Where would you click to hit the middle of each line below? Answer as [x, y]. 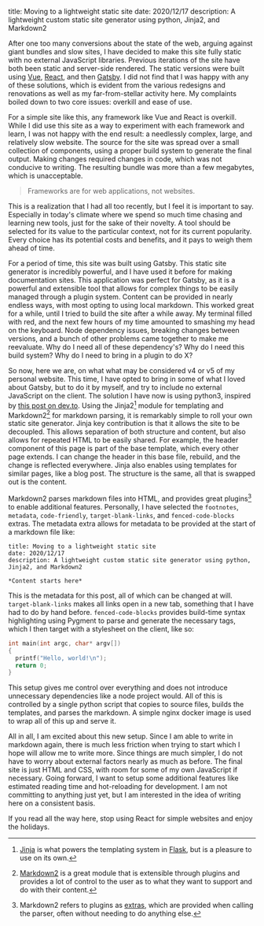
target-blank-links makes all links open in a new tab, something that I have [131, 604]
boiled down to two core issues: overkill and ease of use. [100, 102]
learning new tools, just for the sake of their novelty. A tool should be [119, 223]
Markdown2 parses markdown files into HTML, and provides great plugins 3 [130, 498]
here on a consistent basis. [52, 803]
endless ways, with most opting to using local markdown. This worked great [131, 305]
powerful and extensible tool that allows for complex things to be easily [123, 288]
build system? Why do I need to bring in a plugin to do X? [101, 355]
